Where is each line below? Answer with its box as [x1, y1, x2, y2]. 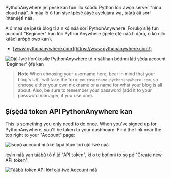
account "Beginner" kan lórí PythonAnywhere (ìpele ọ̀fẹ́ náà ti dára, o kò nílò [5, 31, 166, 36]
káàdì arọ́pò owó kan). [5, 36, 53, 42]
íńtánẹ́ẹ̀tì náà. [5, 15, 34, 21]
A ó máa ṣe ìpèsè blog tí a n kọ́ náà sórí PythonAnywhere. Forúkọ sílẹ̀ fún [5, 25, 159, 31]
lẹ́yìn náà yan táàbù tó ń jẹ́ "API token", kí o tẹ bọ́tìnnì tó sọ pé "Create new [5, 151, 162, 158]
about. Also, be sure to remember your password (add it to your [17, 87, 152, 93]
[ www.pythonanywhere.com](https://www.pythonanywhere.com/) [12, 46, 152, 52]
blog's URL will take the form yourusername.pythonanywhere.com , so [17, 77, 158, 82]
